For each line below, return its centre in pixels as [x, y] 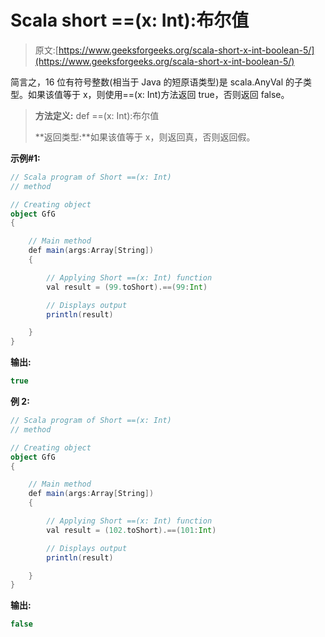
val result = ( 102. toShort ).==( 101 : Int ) [131, 530]
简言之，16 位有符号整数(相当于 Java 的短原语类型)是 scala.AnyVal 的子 [157, 82]
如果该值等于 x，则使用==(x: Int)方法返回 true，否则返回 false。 [158, 94]
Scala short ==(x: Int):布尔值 [130, 20]
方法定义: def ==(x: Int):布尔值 [97, 115]
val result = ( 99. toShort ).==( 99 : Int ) [127, 287]
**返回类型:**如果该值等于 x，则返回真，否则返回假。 [145, 137]
